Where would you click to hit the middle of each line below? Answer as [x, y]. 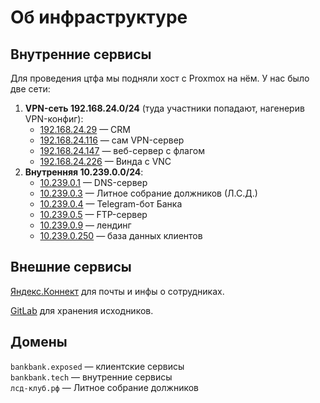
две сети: [30, 89]
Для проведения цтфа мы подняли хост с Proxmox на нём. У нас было [160, 78]
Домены [39, 342]
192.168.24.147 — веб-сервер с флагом [122, 150]
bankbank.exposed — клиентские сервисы [97, 366]
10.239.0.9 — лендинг [85, 225]
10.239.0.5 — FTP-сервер [93, 214]
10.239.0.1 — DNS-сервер [93, 182]
